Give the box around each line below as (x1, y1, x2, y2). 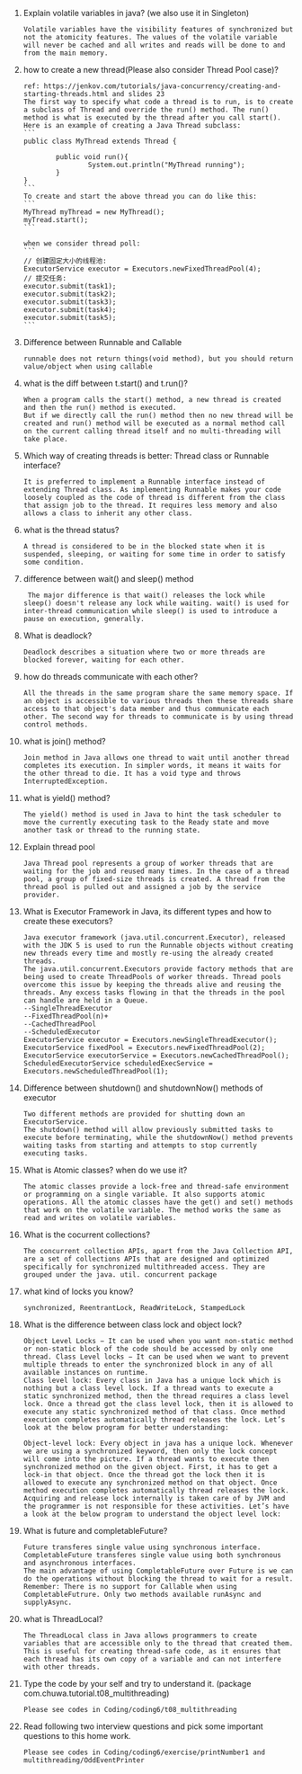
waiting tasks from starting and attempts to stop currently (22, 1141, 258, 1150)
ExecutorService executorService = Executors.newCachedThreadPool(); (22, 1051, 290, 1060)
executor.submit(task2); (22, 290, 117, 299)
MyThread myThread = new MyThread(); (22, 208, 165, 217)
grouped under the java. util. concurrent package (22, 1270, 218, 1279)
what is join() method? (22, 736, 106, 746)
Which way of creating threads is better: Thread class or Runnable (22, 450, 270, 461)
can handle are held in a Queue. (22, 996, 149, 1005)
